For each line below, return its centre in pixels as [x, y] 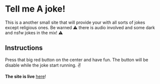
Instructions [24, 48]
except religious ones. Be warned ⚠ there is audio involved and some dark [80, 27]
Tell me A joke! [35, 9]
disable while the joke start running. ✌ [43, 65]
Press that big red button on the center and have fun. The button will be [77, 60]
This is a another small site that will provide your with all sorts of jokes [75, 22]
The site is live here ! [26, 76]
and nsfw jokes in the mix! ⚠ [34, 33]
